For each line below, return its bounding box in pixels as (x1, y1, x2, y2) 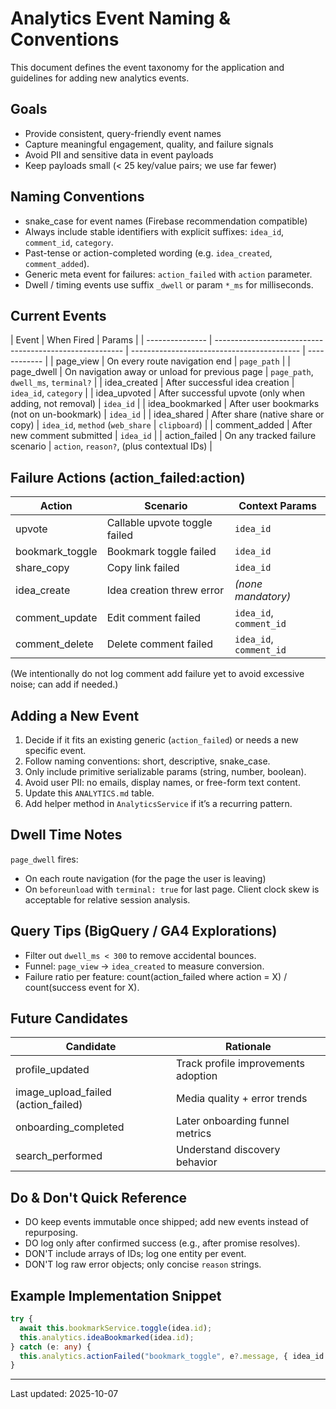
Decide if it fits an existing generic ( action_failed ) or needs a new (24, 734, 299, 746)
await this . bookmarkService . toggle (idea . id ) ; (19, 1323, 213, 1333)
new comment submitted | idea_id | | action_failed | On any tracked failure (10, 430, 317, 442)
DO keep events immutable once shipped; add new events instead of (24, 1216, 310, 1228)
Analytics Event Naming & (10, 7, 232, 30)
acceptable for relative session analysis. (24, 893, 191, 906)
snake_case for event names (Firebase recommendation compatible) (24, 215, 308, 227)
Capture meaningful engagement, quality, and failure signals (24, 138, 274, 150)
